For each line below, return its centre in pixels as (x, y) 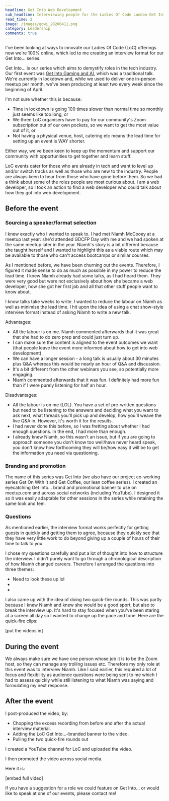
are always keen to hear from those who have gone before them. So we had (84, 176)
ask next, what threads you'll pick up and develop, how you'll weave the (87, 415)
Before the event (32, 209)
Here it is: (15, 768)
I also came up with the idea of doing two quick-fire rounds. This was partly (83, 600)
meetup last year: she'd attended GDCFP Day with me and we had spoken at (84, 239)
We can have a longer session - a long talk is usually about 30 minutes (86, 358)
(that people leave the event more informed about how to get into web (85, 347)
